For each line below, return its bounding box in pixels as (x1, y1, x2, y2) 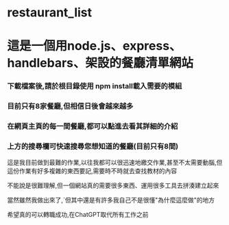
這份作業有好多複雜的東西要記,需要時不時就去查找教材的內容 (7, 167, 178, 175)
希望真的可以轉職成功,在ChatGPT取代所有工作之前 (7, 211, 149, 219)
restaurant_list (7, 5, 93, 21)
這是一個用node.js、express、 (7, 38, 182, 54)
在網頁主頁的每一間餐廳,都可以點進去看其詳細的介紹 (7, 122, 178, 131)
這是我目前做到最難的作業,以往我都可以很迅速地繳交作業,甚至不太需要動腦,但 (7, 159, 223, 167)
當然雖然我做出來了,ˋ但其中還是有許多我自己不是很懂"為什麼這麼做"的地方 (7, 196, 215, 204)
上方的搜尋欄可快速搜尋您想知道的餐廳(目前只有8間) (7, 142, 179, 151)
